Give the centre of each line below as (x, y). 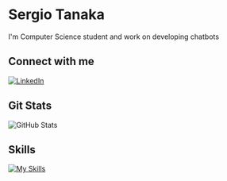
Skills (22, 150)
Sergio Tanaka (56, 15)
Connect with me (52, 62)
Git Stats (30, 106)
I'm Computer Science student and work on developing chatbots (114, 37)
